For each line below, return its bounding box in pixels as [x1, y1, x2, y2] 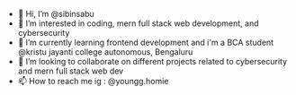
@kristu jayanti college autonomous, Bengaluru [17, 47, 193, 57]
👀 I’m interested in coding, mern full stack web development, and [17, 18, 259, 29]
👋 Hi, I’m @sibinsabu [17, 9, 94, 19]
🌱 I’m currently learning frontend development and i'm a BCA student [17, 37, 274, 47]
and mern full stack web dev [17, 65, 124, 76]
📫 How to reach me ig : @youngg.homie [17, 76, 169, 86]
